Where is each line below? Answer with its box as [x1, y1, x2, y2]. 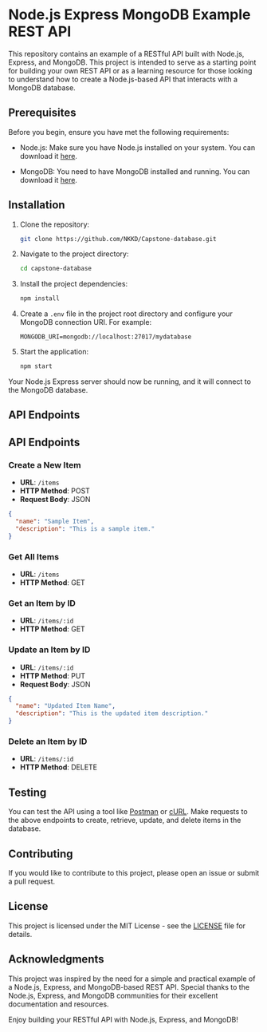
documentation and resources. [8, 999, 109, 1009]
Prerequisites [8, 106, 77, 120]
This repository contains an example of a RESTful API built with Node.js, [8, 49, 245, 58]
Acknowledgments [8, 952, 105, 967]
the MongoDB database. [8, 386, 88, 395]
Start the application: [19, 347, 89, 357]
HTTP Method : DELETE [19, 762, 98, 772]
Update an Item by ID [8, 644, 91, 655]
